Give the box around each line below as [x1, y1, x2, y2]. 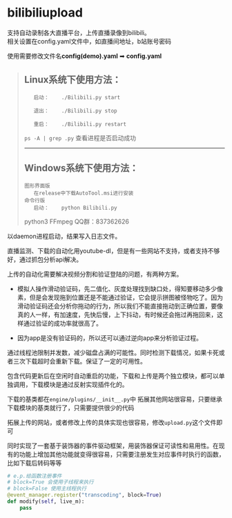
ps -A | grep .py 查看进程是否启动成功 [23, 133, 137, 142]
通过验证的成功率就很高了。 [23, 319, 102, 327]
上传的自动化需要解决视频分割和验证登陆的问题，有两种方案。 [7, 270, 183, 278]
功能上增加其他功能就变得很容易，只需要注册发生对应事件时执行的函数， [19, 450, 225, 458]
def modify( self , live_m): [7, 498, 85, 505]
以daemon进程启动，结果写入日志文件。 [7, 232, 122, 240]
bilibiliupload [7, 5, 83, 21]
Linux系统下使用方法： [23, 74, 122, 86]
